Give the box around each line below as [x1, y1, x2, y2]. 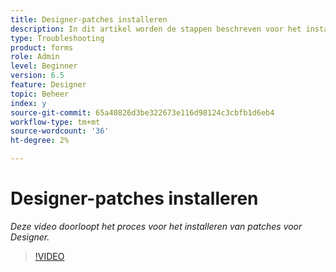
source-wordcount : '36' [10, 126, 110, 136]
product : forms [10, 42, 74, 53]
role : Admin [10, 52, 60, 62]
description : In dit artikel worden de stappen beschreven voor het [10, 24, 302, 34]
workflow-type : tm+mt [10, 117, 101, 127]
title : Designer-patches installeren [10, 14, 168, 25]
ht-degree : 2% [10, 136, 70, 146]
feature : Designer [10, 80, 87, 90]
